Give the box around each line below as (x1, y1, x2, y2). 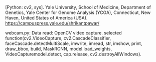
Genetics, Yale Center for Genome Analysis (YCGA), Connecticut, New (5, 9, 151, 15)
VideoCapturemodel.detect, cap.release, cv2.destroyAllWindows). (5, 51, 142, 57)
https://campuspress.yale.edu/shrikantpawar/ (5, 20, 100, 26)
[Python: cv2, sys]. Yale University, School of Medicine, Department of (5, 4, 151, 10)
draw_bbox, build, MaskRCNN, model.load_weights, (5, 46, 112, 51)
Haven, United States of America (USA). (5, 15, 88, 20)
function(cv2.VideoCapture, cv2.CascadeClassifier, (5, 35, 111, 41)
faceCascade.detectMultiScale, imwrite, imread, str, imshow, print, (5, 40, 142, 46)
